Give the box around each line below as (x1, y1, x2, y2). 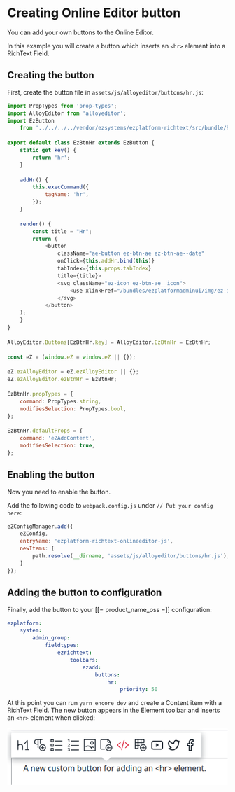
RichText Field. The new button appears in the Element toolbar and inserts (7, 706, 220, 715)
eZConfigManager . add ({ (7, 523, 73, 530)
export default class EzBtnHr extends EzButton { (7, 139, 155, 146)
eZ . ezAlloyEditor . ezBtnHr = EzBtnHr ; (7, 376, 117, 383)
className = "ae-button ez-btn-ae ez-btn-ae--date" (57, 250, 205, 257)
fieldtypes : (44, 642, 80, 649)
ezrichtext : (57, 649, 92, 656)
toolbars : (69, 656, 99, 663)
